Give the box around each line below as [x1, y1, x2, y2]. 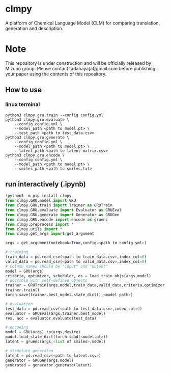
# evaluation [5, 301, 33, 306]
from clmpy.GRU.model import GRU [5, 198, 76, 203]
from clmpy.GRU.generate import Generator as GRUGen [5, 212, 120, 217]
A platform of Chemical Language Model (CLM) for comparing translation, [5, 20, 160, 26]
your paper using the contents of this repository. [5, 71, 107, 77]
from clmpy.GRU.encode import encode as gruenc [5, 217, 108, 222]
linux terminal [5, 101, 40, 108]
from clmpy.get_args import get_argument [5, 231, 95, 236]
